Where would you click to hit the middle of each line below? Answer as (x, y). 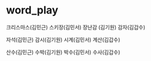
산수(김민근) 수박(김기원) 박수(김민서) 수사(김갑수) (63, 52)
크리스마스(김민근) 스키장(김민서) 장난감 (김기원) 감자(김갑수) (76, 27)
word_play (32, 10)
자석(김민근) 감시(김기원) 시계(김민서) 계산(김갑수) (63, 39)
